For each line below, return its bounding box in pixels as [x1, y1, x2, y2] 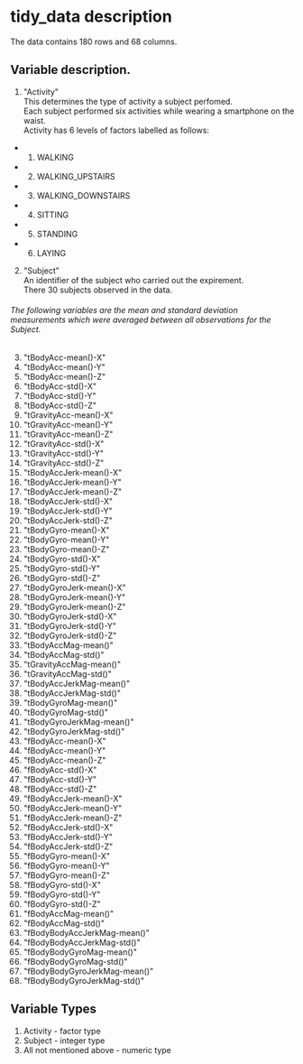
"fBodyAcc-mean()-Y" [23, 745, 106, 755]
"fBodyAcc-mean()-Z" [23, 754, 106, 765]
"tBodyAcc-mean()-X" [23, 352, 106, 363]
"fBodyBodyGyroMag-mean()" [23, 946, 138, 958]
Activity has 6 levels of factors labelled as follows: [23, 125, 210, 135]
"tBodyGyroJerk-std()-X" [23, 611, 117, 622]
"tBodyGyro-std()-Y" [23, 562, 101, 574]
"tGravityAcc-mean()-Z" [23, 429, 114, 439]
